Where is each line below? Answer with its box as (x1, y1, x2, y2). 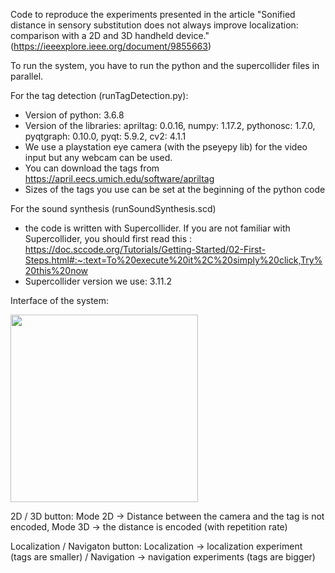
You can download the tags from (24, 162, 160, 174)
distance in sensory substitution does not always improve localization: (10, 19, 299, 31)
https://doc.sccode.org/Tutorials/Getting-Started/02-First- (24, 244, 267, 255)
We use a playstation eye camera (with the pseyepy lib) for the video (24, 141, 308, 153)
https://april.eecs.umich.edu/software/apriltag (24, 173, 215, 184)
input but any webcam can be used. (24, 152, 173, 163)
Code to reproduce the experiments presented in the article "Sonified (10, 9, 296, 20)
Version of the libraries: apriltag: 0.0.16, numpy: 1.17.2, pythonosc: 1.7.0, (24, 120, 316, 131)
